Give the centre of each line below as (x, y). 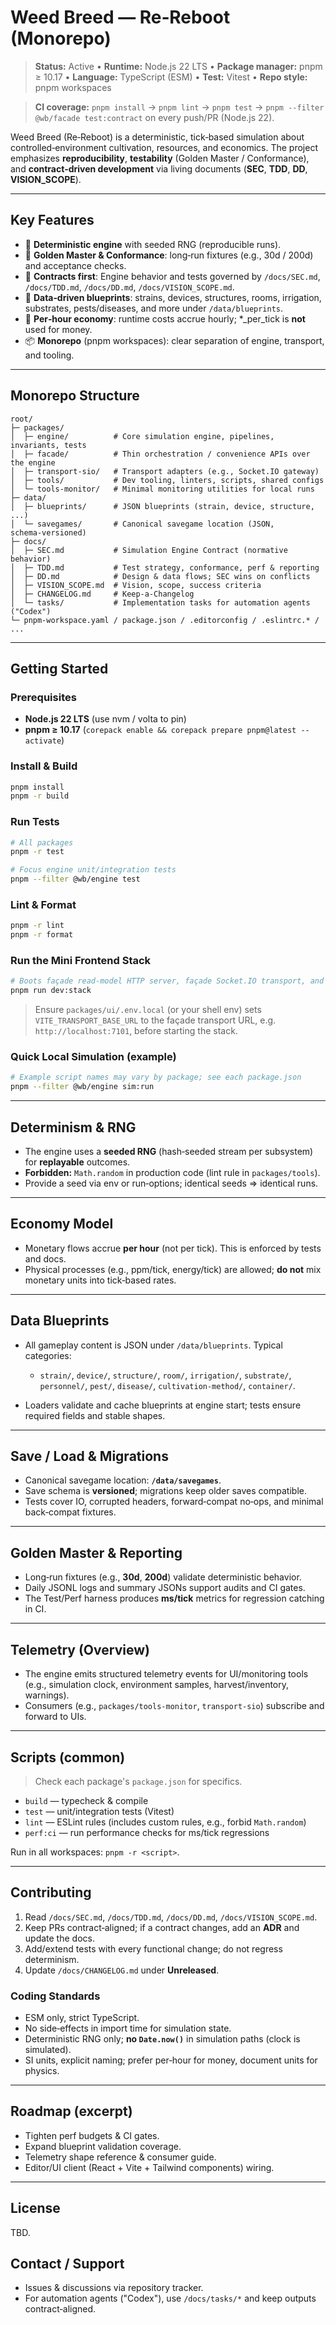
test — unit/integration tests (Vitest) (99, 1811)
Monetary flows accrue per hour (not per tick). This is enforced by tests (173, 1248)
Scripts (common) (68, 1757)
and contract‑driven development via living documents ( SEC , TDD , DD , (159, 168)
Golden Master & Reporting (96, 1552)
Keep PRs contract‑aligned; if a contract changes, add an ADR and (162, 1927)
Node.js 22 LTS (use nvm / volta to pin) (105, 719)
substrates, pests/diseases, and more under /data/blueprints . (154, 308)
